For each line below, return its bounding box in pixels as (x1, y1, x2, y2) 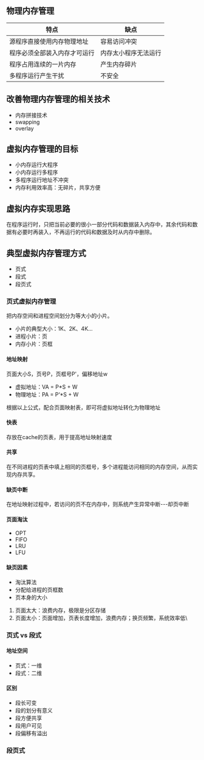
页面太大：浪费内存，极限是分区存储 (15, 607, 106, 614)
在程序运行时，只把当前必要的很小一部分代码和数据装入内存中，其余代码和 (6, 221, 192, 228)
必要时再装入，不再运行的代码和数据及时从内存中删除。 (16, 228, 155, 236)
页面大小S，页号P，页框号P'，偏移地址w (6, 370, 108, 378)
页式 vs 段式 (6, 631, 42, 639)
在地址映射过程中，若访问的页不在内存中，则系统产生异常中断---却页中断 (6, 501, 189, 508)
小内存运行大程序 (15, 161, 58, 169)
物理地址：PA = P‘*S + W (15, 390, 79, 398)
